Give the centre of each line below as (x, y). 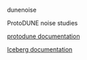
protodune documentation (43, 36)
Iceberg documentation (40, 49)
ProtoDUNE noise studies (42, 23)
